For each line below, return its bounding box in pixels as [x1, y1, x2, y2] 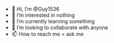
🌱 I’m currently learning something [11, 18, 95, 24]
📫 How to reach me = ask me [11, 31, 84, 37]
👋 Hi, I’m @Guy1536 [11, 6, 60, 12]
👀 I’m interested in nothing [11, 12, 75, 19]
